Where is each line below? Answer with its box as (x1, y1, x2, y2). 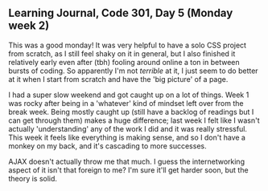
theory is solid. (8, 173, 58, 183)
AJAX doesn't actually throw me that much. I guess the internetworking (8, 156, 245, 166)
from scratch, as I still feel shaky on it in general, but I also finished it (8, 48, 236, 59)
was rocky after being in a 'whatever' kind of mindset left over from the (8, 98, 244, 108)
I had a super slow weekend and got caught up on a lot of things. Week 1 (8, 90, 249, 100)
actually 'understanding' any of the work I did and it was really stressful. (8, 124, 248, 133)
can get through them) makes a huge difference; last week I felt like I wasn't (8, 116, 260, 125)
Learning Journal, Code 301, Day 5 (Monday (8, 6, 233, 20)
